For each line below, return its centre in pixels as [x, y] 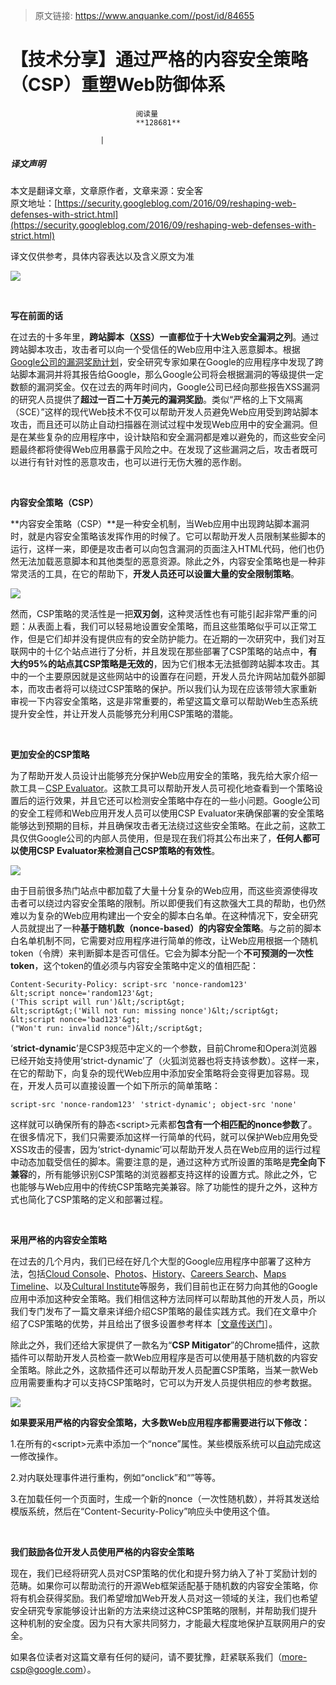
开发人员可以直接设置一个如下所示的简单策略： [124, 1085]
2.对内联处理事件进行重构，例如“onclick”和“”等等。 [116, 1477]
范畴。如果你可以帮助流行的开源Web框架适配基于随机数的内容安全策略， [160, 1585]
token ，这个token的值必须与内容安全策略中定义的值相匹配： [135, 965]
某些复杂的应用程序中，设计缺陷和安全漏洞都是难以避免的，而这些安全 [172, 436]
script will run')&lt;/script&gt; [113, 1002]
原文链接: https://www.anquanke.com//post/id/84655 [144, 15]
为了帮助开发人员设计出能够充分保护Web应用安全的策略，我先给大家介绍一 [164, 775]
